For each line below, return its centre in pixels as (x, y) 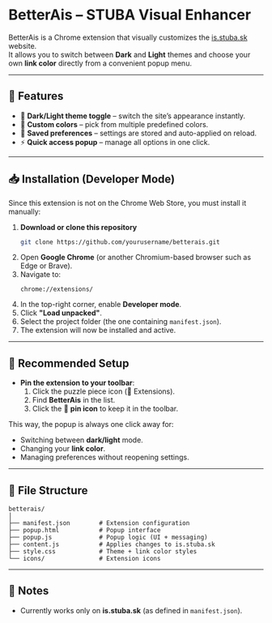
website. (23, 45)
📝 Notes (29, 591)
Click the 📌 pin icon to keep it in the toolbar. (105, 409)
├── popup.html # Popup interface (85, 531)
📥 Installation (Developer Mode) (92, 179)
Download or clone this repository (79, 227)
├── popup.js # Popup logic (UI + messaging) (108, 538)
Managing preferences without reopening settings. (104, 457)
